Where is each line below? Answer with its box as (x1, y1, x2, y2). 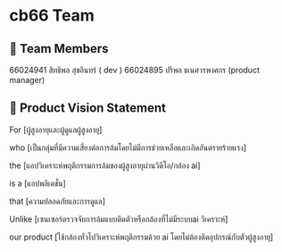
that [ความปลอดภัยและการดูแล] (9, 196, 105, 206)
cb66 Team (9, 5, 95, 26)
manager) (9, 75, 46, 85)
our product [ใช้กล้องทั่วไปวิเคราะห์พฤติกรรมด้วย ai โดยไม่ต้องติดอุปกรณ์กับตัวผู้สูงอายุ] (9, 231, 274, 242)
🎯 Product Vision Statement (9, 100, 167, 116)
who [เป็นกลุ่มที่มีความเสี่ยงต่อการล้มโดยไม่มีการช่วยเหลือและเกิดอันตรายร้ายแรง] (9, 142, 247, 153)
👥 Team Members (9, 41, 109, 56)
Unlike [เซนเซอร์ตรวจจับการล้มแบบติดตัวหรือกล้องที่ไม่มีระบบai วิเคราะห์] (9, 214, 228, 224)
